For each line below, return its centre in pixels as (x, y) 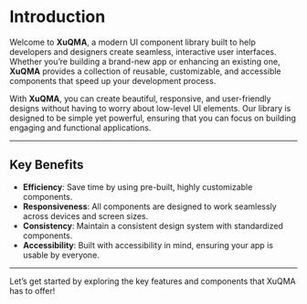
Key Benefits (47, 165)
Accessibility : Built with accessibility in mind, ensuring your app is (148, 245)
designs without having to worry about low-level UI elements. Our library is (150, 108)
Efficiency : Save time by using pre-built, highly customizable (138, 187)
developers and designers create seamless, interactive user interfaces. (143, 51)
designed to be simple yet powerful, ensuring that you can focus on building (153, 118)
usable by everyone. (61, 255)
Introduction (58, 17)
